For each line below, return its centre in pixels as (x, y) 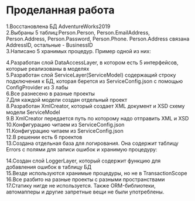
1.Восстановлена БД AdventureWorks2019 (58, 26)
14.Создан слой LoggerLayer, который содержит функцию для (83, 161)
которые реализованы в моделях (48, 68)
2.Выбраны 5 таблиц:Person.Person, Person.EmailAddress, (78, 32)
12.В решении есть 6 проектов (44, 137)
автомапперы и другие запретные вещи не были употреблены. (85, 192)
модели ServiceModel (33, 112)
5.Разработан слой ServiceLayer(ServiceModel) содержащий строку (91, 75)
